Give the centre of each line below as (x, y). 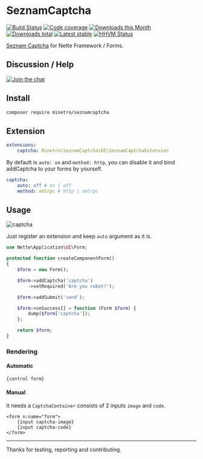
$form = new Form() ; (43, 270)
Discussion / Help (40, 65)
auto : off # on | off (44, 186)
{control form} (25, 379)
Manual (16, 392)
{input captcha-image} (46, 422)
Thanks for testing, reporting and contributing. (64, 450)
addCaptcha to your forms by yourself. (54, 169)
